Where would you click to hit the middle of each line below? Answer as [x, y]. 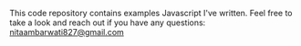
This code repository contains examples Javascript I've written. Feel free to [151, 13]
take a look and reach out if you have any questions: [108, 23]
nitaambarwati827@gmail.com [67, 32]
